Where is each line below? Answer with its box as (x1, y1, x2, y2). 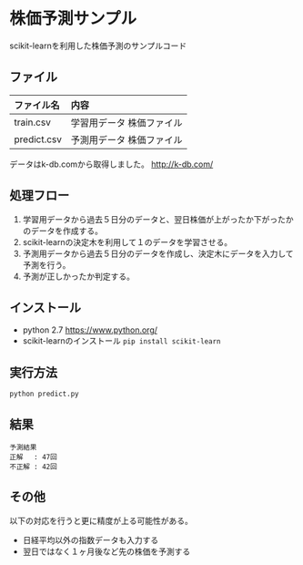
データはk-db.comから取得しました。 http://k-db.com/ (9, 159, 214, 169)
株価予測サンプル (9, 8, 137, 29)
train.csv (14, 116, 52, 128)
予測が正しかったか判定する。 (22, 271, 135, 282)
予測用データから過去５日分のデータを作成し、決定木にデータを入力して (22, 248, 294, 259)
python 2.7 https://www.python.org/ (22, 324, 157, 335)
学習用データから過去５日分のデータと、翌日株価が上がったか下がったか (22, 213, 294, 224)
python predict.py (9, 389, 79, 399)
